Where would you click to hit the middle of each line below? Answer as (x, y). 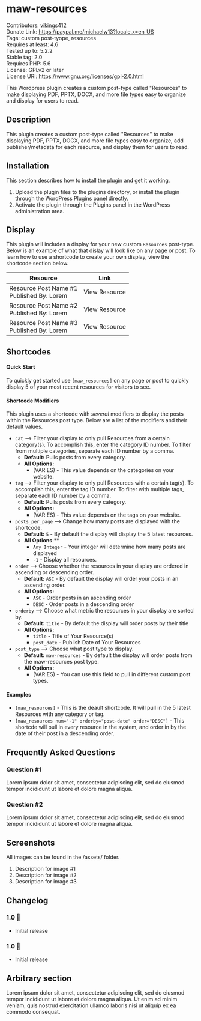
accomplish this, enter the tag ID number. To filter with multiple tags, (99, 489)
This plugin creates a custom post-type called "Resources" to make (90, 134)
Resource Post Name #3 (43, 323)
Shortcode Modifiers (33, 401)
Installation (28, 166)
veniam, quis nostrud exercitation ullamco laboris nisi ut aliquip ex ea (91, 1005)
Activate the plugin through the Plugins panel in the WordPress (92, 205)
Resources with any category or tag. (60, 714)
